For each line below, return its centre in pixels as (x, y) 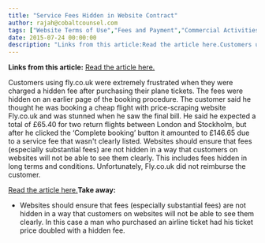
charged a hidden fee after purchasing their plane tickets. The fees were (125, 91)
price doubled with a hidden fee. (72, 230)
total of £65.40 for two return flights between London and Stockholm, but (127, 125)
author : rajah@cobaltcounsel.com (63, 23)
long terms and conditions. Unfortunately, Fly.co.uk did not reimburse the (127, 166)
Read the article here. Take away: (62, 190)
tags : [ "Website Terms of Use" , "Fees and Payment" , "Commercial (114, 30)
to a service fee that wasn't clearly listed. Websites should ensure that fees (130, 141)
